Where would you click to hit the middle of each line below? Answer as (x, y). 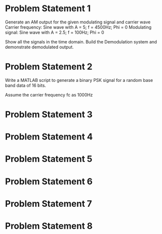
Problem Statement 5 (49, 159)
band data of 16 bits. (26, 85)
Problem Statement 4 (49, 137)
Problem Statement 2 (49, 67)
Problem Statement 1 (48, 9)
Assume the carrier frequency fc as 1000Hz (49, 95)
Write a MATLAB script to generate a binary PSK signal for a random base (79, 80)
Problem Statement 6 (49, 181)
